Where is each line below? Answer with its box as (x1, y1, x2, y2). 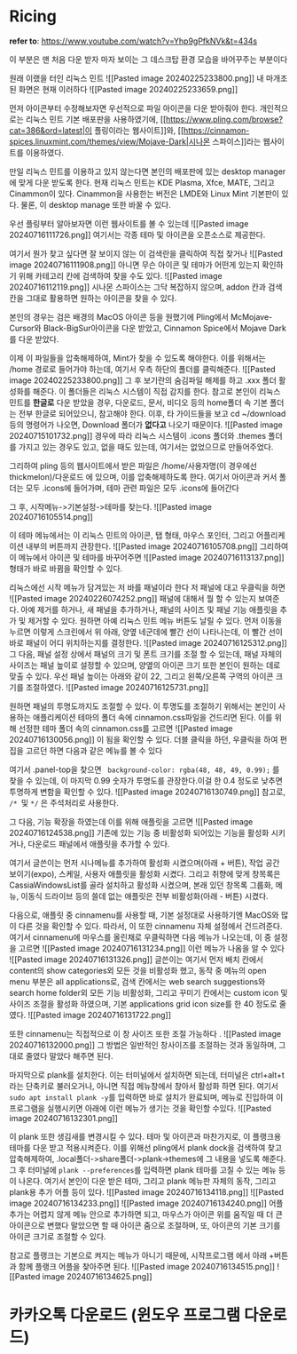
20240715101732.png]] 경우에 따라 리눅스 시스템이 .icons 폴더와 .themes (9, 430, 267, 441)
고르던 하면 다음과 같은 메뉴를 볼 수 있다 (25, 745, 163, 756)
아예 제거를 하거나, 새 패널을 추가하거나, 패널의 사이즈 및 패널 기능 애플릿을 (20, 604, 278, 615)
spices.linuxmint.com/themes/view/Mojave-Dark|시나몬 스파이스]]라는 (9, 136, 262, 147)
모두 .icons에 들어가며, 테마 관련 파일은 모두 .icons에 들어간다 (25, 482, 239, 493)
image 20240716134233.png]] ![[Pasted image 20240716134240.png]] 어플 (9, 1198, 284, 1208)
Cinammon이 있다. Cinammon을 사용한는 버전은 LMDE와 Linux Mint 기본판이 (9, 188, 279, 199)
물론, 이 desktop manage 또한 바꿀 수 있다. (20, 199, 171, 210)
